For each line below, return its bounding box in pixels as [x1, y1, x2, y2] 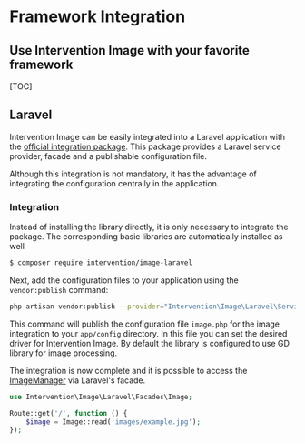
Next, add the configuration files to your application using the [9, 275, 239, 286]
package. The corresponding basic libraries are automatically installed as [9, 231, 283, 242]
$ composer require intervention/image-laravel [9, 258, 193, 267]
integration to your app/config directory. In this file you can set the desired [9, 327, 288, 338]
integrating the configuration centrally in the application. [9, 177, 220, 188]
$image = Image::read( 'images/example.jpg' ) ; [25, 417, 202, 427]
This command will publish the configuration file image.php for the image [9, 318, 280, 329]
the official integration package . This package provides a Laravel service [9, 141, 281, 152]
